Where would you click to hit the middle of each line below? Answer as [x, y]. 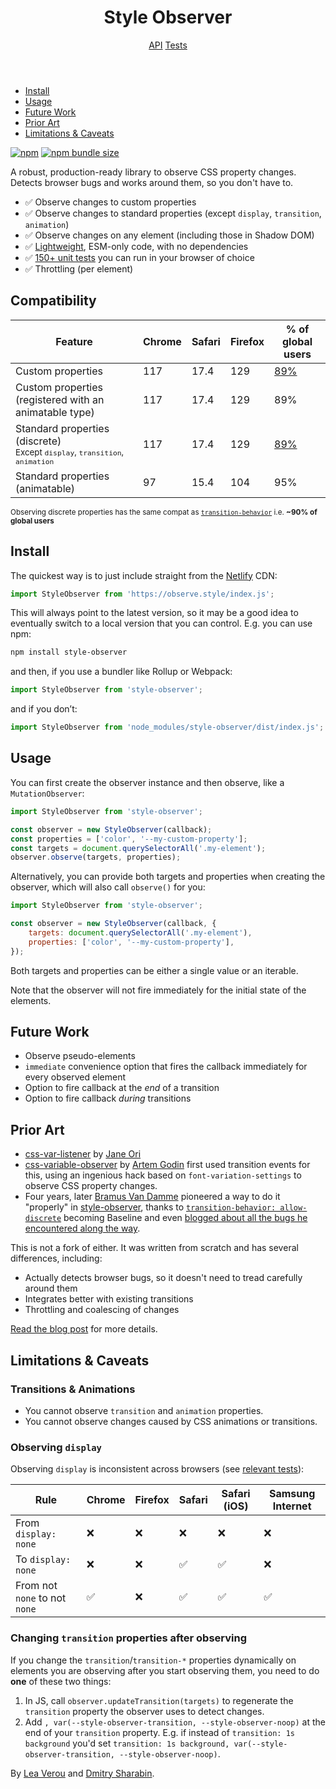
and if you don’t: [44, 709]
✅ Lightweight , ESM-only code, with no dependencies [136, 246]
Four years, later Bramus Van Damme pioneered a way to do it [152, 1197]
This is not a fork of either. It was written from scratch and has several [154, 1248]
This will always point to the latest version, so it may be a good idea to [154, 613]
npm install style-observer [69, 652]
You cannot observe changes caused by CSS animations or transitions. [171, 1421]
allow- [293, 1208]
